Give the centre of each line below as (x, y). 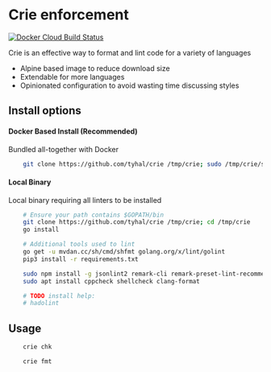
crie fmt (38, 362)
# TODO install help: (59, 296)
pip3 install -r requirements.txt (81, 259)
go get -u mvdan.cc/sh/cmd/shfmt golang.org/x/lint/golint (124, 252)
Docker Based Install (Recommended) (73, 131)
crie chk (38, 347)
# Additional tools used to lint (79, 244)
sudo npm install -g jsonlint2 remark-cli (95, 274)
